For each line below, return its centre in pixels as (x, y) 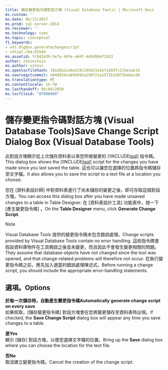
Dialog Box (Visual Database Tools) (80, 142)
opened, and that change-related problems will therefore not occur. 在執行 (82, 259)
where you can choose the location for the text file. (58, 345)
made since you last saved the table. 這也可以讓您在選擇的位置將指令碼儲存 (83, 168)
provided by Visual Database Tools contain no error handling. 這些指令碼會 (82, 241)
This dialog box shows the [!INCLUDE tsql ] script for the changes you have (82, 162)
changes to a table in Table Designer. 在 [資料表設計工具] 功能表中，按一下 (82, 203)
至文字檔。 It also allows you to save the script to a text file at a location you (83, 174)
